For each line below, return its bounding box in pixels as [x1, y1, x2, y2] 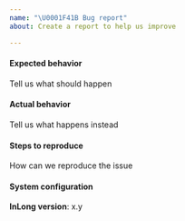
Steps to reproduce [9, 140, 83, 151]
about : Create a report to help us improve [9, 22, 177, 31]
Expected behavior [9, 58, 83, 69]
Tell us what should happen [9, 78, 112, 89]
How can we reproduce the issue [9, 160, 133, 171]
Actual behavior [9, 99, 71, 110]
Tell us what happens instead [9, 119, 119, 130]
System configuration [9, 181, 93, 192]
